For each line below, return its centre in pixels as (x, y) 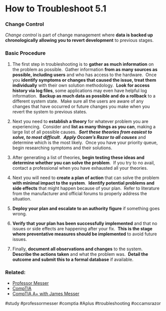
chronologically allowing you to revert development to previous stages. (80, 40)
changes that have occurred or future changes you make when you (81, 106)
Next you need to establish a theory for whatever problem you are (80, 121)
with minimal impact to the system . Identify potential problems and (83, 183)
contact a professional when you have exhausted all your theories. (80, 168)
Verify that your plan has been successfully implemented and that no (85, 223)
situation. (22, 199)
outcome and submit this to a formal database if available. (73, 259)
